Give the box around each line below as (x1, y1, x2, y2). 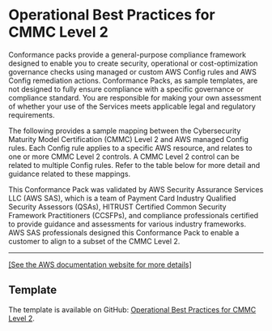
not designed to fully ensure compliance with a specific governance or (8, 84, 244, 94)
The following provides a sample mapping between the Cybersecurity (8, 126, 241, 135)
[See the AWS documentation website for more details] (8, 260, 192, 269)
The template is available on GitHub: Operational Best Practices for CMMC (8, 304, 257, 314)
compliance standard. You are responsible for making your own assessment (8, 92, 261, 102)
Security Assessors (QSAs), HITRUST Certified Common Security (8, 201, 227, 212)
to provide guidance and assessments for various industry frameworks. (8, 219, 247, 229)
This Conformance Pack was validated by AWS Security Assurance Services (8, 184, 264, 194)
